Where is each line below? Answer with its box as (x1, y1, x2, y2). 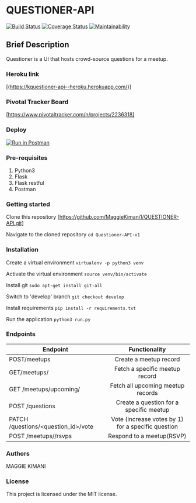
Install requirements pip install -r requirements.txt (6, 304, 136, 311)
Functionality (128, 345, 166, 353)
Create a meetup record (114, 355, 180, 363)
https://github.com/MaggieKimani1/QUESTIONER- (59, 213, 180, 221)
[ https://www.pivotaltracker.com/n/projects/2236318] (6, 111, 135, 118)
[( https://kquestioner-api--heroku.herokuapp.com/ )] (6, 83, 131, 91)
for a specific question (116, 422, 178, 430)
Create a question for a (116, 398, 179, 406)
